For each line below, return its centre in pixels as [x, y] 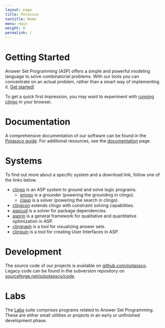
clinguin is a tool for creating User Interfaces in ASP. [66, 232]
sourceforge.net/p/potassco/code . [40, 276]
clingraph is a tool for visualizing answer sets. [59, 226]
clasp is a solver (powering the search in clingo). [69, 200]
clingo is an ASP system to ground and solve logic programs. [75, 190]
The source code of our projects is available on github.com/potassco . [76, 265]
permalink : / [19, 33]
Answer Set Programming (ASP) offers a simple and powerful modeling [78, 71]
